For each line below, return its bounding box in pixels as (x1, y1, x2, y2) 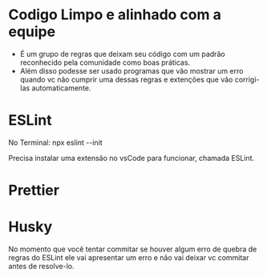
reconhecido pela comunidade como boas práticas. (19, 58, 191, 67)
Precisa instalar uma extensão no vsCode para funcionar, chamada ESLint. (8, 153, 255, 163)
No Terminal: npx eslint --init (8, 138, 103, 147)
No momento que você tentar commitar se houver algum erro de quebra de (8, 244, 257, 254)
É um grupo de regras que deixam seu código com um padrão (19, 49, 226, 58)
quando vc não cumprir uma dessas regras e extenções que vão (19, 74, 233, 84)
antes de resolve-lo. (8, 262, 75, 271)
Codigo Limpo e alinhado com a (8, 6, 222, 24)
